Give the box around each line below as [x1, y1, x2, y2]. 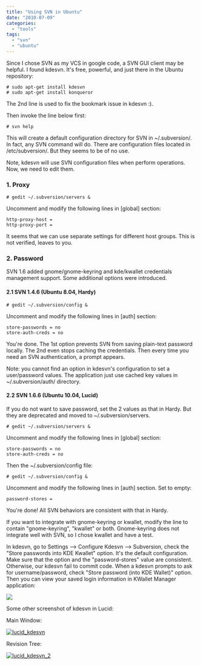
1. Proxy [6, 180, 30, 189]
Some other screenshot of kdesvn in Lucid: [6, 605, 114, 612]
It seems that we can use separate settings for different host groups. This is [6, 233, 195, 240]
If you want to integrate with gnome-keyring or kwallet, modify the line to [6, 518, 188, 525]
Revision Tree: [6, 640, 42, 647]
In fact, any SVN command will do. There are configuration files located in [6, 140, 191, 148]
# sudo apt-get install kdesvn [6, 84, 85, 90]
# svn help [6, 123, 34, 129]
